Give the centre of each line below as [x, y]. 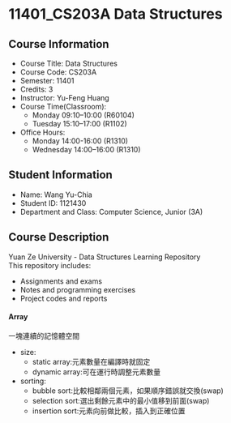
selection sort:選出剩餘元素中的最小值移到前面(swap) [121, 400]
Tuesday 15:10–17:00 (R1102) [79, 124]
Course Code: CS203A [58, 72]
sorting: [33, 381]
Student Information [61, 175]
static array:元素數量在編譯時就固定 [91, 361]
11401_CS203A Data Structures [115, 14]
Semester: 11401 [47, 81]
